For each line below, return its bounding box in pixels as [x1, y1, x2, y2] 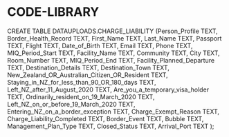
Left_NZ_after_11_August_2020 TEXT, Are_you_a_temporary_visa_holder [7, 85, 210, 94]
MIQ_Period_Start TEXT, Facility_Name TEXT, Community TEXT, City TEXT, [7, 49, 220, 57]
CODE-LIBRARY [7, 4, 100, 20]
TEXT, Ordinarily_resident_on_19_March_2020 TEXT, [7, 92, 155, 101]
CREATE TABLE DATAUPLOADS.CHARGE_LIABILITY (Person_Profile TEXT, [7, 27, 218, 35]
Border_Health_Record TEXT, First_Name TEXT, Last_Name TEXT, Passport [7, 34, 222, 42]
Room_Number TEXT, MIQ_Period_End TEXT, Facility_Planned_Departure [7, 56, 215, 64]
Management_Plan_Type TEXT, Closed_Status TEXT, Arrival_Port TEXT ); [7, 122, 214, 130]
